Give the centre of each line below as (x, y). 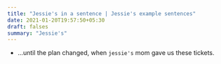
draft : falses (28, 26)
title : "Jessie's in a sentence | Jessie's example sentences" (102, 14)
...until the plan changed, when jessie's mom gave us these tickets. (116, 53)
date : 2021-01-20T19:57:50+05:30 (56, 20)
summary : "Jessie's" (38, 33)
